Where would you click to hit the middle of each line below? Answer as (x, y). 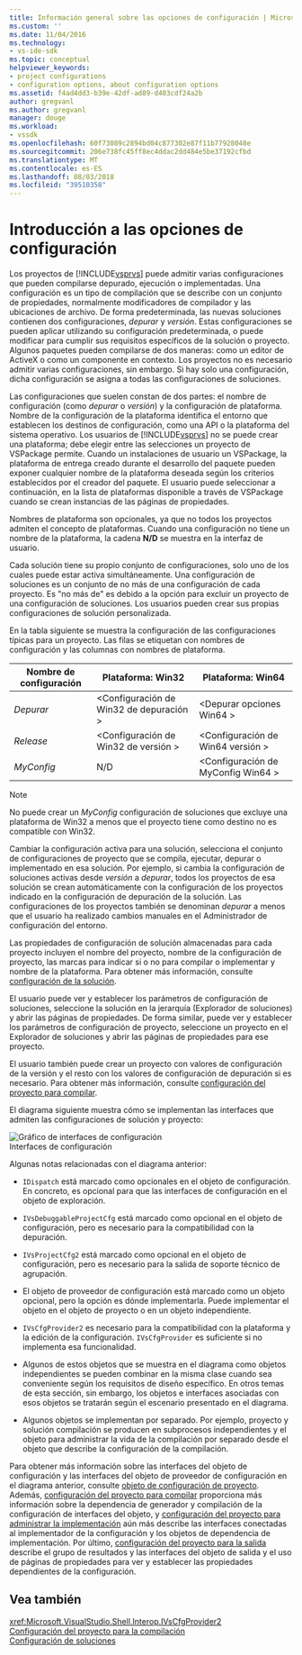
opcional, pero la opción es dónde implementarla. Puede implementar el (155, 1301)
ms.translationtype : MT (54, 160)
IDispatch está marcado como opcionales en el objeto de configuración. (156, 1181)
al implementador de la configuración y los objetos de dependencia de (140, 1533)
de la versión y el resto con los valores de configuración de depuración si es (151, 1073)
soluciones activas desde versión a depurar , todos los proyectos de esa (142, 878)
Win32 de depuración (142, 710)
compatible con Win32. (53, 832)
